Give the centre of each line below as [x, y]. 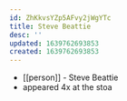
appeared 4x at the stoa [67, 87]
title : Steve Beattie [50, 26]
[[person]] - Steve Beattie [70, 77]
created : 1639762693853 [54, 52]
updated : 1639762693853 [54, 43]
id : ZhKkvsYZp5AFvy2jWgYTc [60, 18]
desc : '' [26, 35]
